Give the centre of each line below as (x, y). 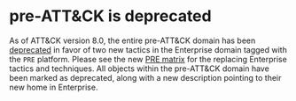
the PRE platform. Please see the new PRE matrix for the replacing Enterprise (148, 59)
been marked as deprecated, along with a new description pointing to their (145, 77)
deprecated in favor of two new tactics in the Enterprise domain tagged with (148, 49)
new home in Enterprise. (54, 87)
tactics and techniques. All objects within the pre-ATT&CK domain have (140, 69)
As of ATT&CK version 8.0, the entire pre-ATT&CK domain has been (132, 40)
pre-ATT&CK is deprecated (110, 16)
